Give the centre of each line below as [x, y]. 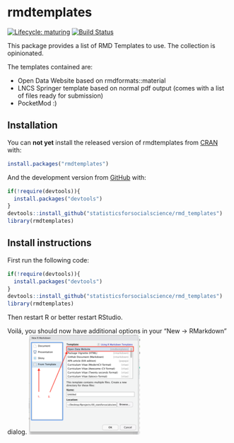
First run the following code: [48, 260]
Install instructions [49, 243]
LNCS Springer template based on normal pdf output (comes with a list [121, 88]
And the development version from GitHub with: [77, 177]
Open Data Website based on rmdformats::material [92, 80]
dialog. [17, 432]
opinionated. [25, 53]
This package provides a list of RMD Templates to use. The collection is [111, 45]
